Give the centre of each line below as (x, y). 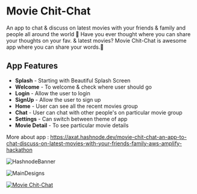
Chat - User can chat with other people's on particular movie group (98, 112)
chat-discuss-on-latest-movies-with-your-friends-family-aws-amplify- (94, 143)
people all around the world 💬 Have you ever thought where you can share (98, 34)
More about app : (28, 137)
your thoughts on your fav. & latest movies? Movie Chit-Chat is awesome (96, 40)
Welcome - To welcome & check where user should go (83, 87)
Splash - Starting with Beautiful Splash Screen (73, 80)
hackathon (20, 149)
